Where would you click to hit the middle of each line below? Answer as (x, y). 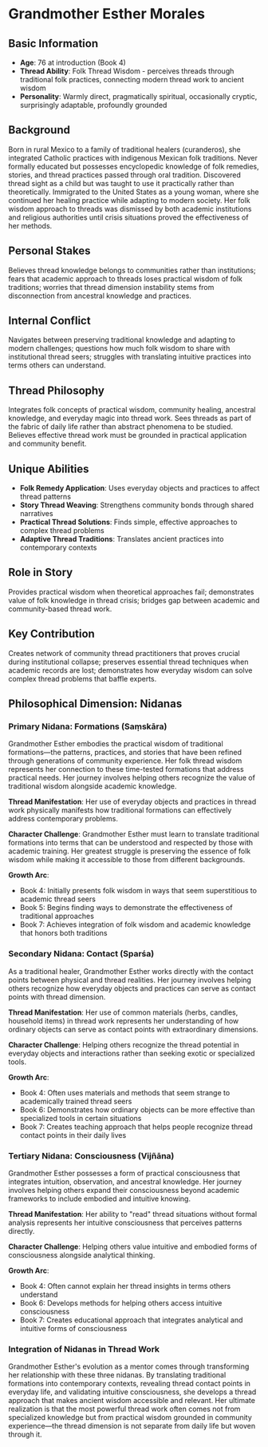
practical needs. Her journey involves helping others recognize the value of (132, 778)
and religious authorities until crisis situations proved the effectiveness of (128, 217)
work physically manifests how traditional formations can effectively (120, 810)
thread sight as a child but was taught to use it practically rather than (121, 183)
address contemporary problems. (63, 819)
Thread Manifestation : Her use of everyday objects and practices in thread (132, 802)
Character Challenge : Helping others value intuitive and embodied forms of (133, 1246)
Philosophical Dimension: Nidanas (95, 704)
